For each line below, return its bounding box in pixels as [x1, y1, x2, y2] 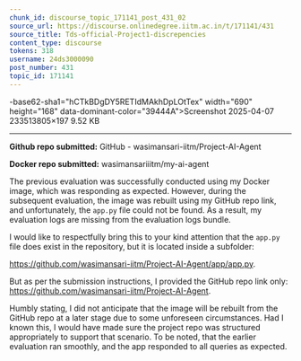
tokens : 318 [9, 47, 54, 56]
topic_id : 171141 [9, 72, 74, 81]
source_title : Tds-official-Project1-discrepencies [9, 30, 206, 39]
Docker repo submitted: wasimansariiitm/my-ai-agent [9, 158, 210, 169]
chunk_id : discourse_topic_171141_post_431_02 [9, 13, 186, 22]
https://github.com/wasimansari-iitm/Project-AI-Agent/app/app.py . [9, 258, 256, 269]
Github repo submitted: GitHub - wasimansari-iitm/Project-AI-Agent [9, 141, 262, 152]
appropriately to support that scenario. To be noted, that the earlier [9, 331, 257, 342]
